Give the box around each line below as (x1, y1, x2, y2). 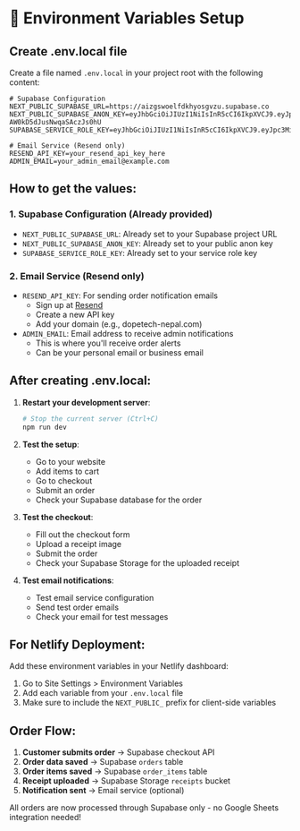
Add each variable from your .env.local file (21, 688, 184, 698)
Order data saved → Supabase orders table (21, 757, 184, 767)
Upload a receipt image (35, 538, 122, 549)
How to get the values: (9, 181, 137, 196)
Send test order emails (35, 602, 119, 613)
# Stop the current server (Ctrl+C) (21, 414, 159, 424)
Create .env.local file (9, 44, 128, 59)
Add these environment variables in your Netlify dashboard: (9, 661, 229, 672)
